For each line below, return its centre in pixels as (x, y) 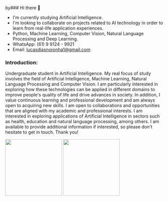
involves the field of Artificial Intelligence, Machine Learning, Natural (76, 79)
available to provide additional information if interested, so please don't (79, 127)
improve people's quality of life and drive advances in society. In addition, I (83, 95)
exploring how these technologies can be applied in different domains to (80, 89)
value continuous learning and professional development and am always (80, 100)
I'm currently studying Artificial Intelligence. (58, 17)
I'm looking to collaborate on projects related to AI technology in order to (88, 23)
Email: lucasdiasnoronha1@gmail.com (51, 49)
